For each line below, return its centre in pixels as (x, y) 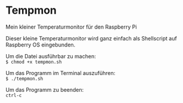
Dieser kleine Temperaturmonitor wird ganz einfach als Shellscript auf (91, 38)
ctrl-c (14, 95)
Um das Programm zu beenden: (45, 89)
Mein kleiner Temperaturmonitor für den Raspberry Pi (71, 27)
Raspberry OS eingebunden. (41, 45)
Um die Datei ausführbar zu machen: (51, 56)
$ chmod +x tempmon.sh (34, 62)
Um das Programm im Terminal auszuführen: (61, 73)
